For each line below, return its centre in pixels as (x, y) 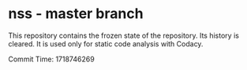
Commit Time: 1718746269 (51, 59)
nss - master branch (76, 14)
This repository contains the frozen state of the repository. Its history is (123, 35)
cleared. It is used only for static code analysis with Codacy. (106, 43)
